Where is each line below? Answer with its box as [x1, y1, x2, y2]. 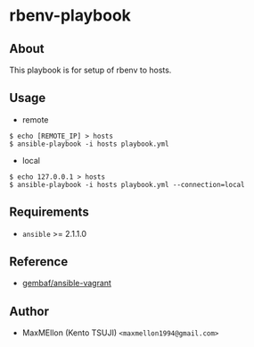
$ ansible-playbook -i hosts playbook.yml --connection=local [9, 180, 245, 189]
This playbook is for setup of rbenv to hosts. [9, 64, 172, 75]
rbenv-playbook [9, 5, 132, 26]
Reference [9, 254, 69, 269]
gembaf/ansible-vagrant [21, 278, 111, 289]
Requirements [9, 205, 89, 220]
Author [9, 303, 49, 318]
